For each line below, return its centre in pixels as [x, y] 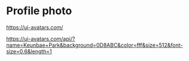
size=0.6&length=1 [29, 51]
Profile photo [39, 11]
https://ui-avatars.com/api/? [41, 38]
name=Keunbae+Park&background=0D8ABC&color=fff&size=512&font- [95, 45]
